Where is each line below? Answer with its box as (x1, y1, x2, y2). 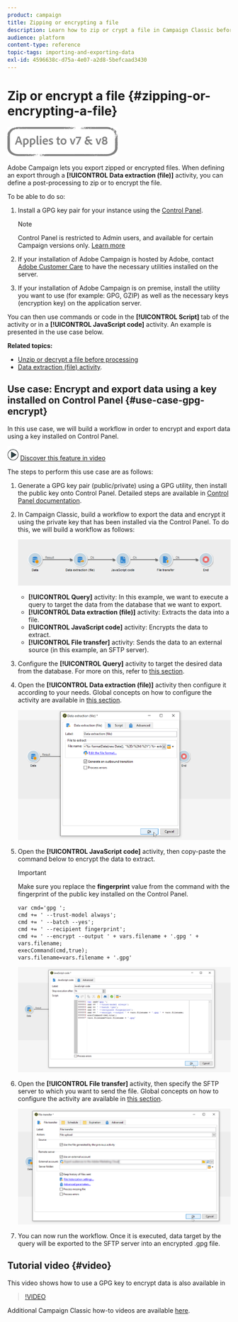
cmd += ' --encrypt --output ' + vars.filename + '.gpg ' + (17, 933, 199, 940)
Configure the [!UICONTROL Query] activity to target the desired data (17, 659, 222, 668)
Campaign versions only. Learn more (17, 241, 125, 249)
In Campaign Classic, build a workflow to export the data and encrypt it (17, 510, 225, 519)
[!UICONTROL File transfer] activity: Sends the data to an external (28, 638, 222, 646)
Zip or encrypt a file (7, 88, 125, 104)
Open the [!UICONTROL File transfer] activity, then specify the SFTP (17, 1080, 220, 1088)
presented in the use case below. (7, 327, 104, 336)
